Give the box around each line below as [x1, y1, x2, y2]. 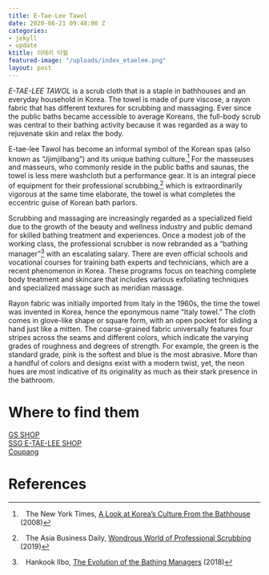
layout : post [8, 64, 52, 72]
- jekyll [8, 34, 38, 43]
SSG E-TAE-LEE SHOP [8, 438, 82, 447]
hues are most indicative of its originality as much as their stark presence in [8, 366, 258, 376]
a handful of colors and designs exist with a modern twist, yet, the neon [8, 358, 245, 367]
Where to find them [8, 403, 140, 421]
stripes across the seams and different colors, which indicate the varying [8, 332, 249, 342]
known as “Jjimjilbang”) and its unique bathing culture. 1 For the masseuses [8, 152, 255, 164]
